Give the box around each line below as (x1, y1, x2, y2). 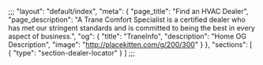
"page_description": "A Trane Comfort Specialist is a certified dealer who (8, 15, 246, 24)
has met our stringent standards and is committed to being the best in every (8, 23, 255, 32)
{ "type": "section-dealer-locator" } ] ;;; (8, 49, 136, 57)
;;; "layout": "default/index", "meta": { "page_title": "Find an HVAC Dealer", (8, 7, 249, 16)
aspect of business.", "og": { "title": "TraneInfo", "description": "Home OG (8, 31, 247, 41)
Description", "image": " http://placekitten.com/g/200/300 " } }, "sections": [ (8, 40, 253, 49)
